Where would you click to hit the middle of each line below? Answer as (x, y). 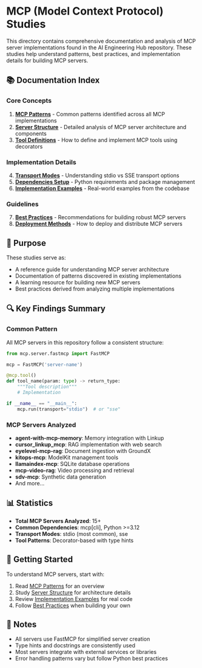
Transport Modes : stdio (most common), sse (72, 533)
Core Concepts (29, 100)
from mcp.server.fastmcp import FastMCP (58, 353)
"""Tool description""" (47, 387)
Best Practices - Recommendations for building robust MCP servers (100, 217)
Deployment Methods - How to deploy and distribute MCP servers (99, 224)
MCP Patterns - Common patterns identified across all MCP (90, 114)
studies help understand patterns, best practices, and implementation (93, 54)
